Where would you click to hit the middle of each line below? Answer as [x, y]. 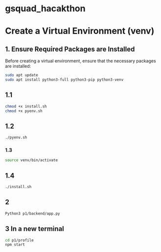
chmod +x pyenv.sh [24, 111]
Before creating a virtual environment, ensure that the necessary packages [80, 61]
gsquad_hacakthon [45, 9]
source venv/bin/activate [31, 160]
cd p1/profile [20, 240]
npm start [15, 245]
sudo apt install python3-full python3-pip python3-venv [64, 80]
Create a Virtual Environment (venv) [80, 31]
